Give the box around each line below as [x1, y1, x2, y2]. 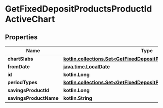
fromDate [7, 63, 30, 70]
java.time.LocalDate [63, 63, 110, 70]
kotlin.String [63, 95, 93, 101]
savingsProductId [7, 87, 49, 93]
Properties [5, 33, 38, 41]
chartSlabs [7, 56, 33, 62]
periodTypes [7, 79, 38, 86]
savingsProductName [7, 95, 59, 101]
